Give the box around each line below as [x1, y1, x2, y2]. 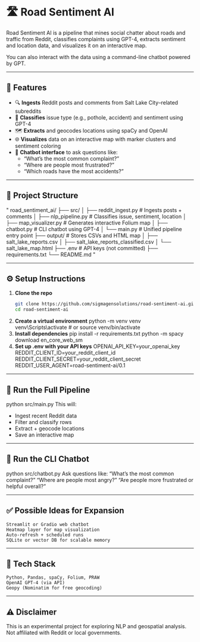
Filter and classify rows [14, 418, 72, 425]
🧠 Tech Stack [6, 558, 56, 569]
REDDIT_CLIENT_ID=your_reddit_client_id [14, 349, 116, 357]
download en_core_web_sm [14, 336, 83, 344]
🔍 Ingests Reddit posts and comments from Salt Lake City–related [14, 99, 179, 106]
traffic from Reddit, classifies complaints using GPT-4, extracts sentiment [6, 35, 186, 42]
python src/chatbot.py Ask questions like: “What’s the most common [6, 470, 174, 477]
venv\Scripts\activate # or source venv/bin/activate [14, 324, 141, 331]
